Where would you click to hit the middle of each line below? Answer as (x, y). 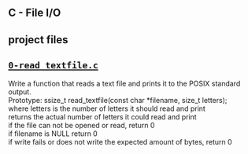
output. (20, 92)
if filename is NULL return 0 (53, 134)
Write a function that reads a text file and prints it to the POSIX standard (124, 83)
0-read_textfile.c (53, 66)
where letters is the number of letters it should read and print (107, 108)
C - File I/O (35, 13)
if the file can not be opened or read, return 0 (81, 125)
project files (38, 40)
